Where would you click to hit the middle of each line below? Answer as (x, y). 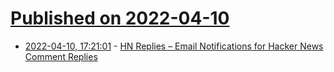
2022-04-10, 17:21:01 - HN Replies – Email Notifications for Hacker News (174, 46)
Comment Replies (61, 56)
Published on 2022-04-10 (120, 18)
